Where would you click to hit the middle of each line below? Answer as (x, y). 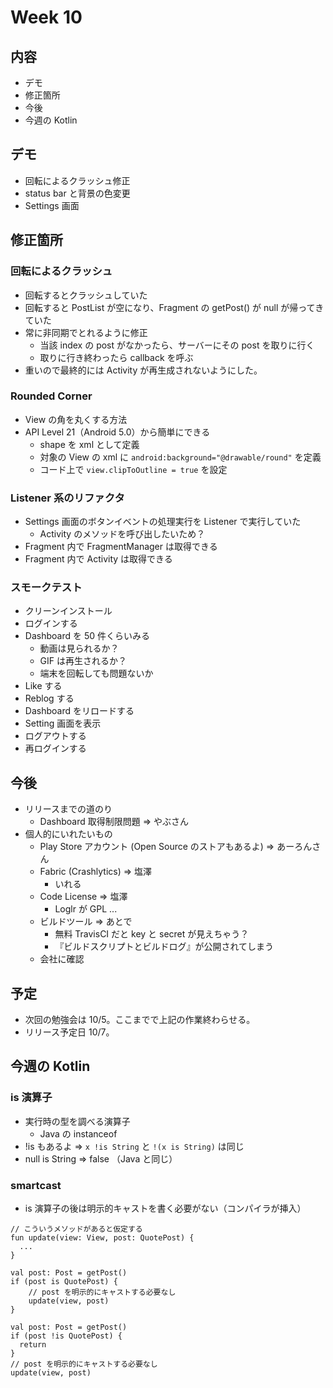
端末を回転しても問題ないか (96, 673)
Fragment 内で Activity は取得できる (98, 559)
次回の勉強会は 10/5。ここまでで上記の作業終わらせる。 (140, 1020)
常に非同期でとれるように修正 (86, 332)
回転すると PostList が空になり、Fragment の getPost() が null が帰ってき (174, 307)
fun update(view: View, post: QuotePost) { (102, 1238)
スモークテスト (46, 588)
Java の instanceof (78, 1133)
